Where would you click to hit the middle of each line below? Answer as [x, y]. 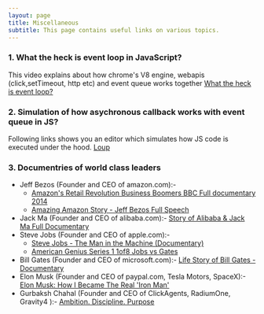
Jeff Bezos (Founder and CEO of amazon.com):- [98, 185]
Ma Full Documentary [54, 227]
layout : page [29, 15]
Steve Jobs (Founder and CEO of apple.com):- [95, 235]
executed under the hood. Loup [59, 147]
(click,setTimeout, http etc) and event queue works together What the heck [130, 83]
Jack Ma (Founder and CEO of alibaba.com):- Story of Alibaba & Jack [132, 218]
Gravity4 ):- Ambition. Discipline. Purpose [87, 302]
